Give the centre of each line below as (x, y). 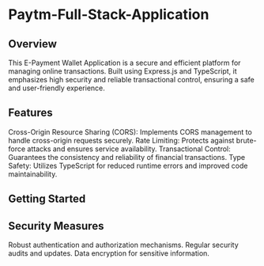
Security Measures (56, 226)
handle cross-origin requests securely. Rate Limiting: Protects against (121, 140)
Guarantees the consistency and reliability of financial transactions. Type (127, 157)
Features (30, 113)
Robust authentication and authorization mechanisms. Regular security (123, 245)
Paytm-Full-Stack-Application (109, 15)
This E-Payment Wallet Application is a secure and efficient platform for (124, 63)
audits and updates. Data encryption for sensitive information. (109, 253)
